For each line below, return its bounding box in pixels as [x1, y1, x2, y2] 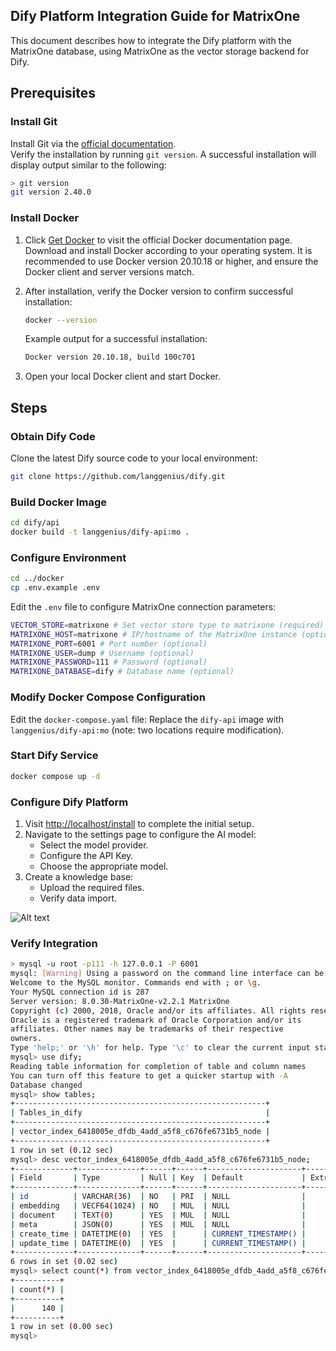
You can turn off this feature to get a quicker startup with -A [10, 1070, 288, 1081]
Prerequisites [10, 85, 96, 102]
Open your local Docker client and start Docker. [24, 370, 222, 383]
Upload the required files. [39, 881, 145, 893]
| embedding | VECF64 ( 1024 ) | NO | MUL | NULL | [10, 1201, 307, 1211]
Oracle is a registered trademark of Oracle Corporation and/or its [10, 1015, 302, 1025]
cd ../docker [10, 574, 65, 584]
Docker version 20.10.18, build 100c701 [24, 352, 196, 363]
